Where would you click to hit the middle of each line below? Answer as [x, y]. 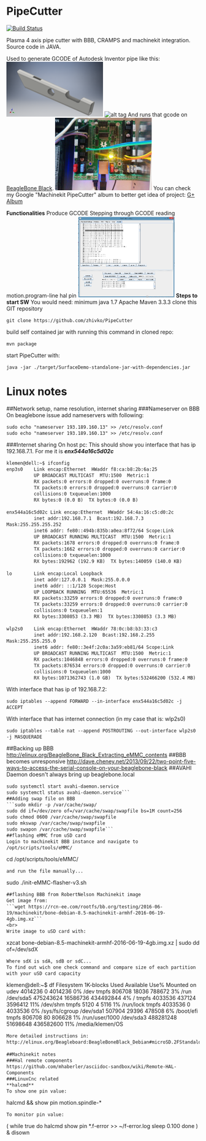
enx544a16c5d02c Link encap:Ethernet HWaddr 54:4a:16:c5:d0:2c [90, 513]
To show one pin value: [37, 1091]
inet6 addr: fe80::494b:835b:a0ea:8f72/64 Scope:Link [104, 531]
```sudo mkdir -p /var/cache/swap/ [52, 805]
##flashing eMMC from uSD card [46, 836]
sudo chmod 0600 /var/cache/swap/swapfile [61, 817]
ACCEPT [15, 708]
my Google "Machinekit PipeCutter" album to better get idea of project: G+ [101, 195]
